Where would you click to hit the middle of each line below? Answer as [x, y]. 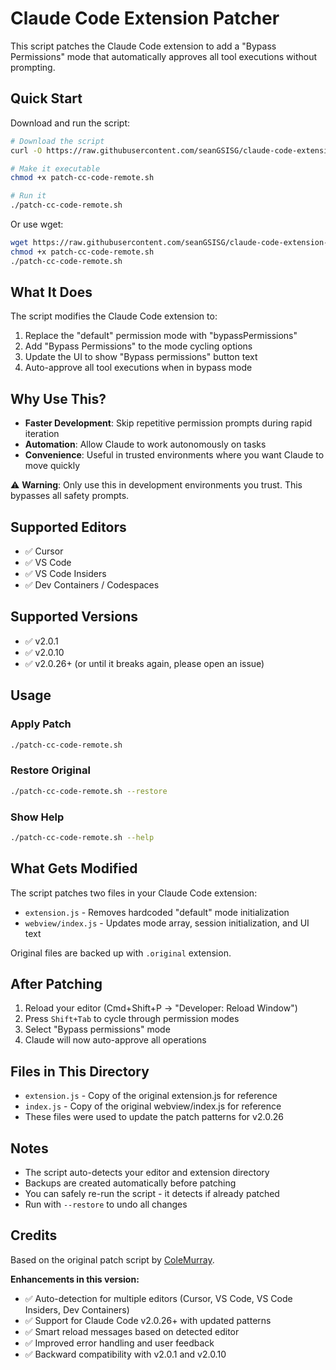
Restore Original [50, 770]
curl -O [26, 150]
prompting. [33, 67]
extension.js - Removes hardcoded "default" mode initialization [157, 912]
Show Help [37, 817]
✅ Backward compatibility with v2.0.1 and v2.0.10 [125, 1354]
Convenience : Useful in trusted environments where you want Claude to [174, 455]
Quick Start [46, 98]
